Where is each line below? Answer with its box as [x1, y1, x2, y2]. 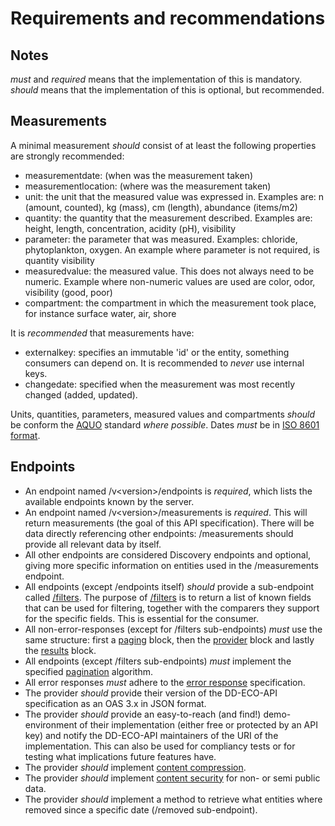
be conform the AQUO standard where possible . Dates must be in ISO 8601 [10, 418, 320, 431]
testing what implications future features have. [24, 750, 217, 762]
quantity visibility [24, 254, 95, 266]
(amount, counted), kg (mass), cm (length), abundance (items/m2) [24, 201, 298, 213]
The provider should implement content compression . [24, 761, 247, 773]
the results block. [24, 644, 97, 656]
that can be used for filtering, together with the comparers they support [24, 602, 320, 614]
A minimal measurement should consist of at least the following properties [10, 139, 317, 151]
